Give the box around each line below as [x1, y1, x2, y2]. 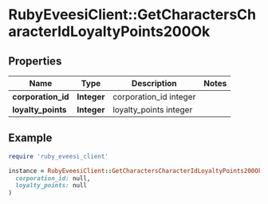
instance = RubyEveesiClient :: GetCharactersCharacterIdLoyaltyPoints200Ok [8, 167, 262, 175]
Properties [8, 54, 62, 68]
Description [131, 78, 177, 88]
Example [8, 131, 53, 145]
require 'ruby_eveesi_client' [8, 152, 109, 160]
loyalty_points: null [15, 182, 88, 190]
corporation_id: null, [15, 174, 91, 182]
